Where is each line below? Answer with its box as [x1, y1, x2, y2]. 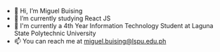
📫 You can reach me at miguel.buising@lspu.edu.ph [13, 37, 167, 45]
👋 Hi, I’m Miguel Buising [13, 7, 83, 15]
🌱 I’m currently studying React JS [13, 14, 111, 22]
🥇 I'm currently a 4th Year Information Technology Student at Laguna [13, 22, 214, 30]
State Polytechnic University [13, 29, 96, 37]
